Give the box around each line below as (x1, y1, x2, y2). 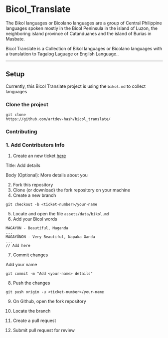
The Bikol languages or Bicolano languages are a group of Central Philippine (5, 20, 163, 26)
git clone (5, 112, 26, 118)
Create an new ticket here (12, 153, 66, 159)
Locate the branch (12, 308, 51, 314)
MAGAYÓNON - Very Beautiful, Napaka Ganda (5, 234, 95, 240)
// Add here (5, 243, 30, 248)
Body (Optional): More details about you (5, 172, 88, 178)
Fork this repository (12, 182, 53, 188)
